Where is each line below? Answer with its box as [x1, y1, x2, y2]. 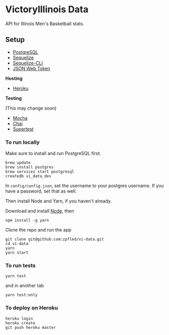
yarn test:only [5, 292, 38, 298]
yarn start [5, 250, 29, 256]
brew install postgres [5, 165, 54, 170]
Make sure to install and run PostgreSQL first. [5, 150, 101, 157]
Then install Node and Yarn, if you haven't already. [5, 198, 112, 204]
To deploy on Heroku [5, 304, 58, 311]
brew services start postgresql [5, 169, 74, 175]
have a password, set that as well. [5, 188, 77, 194]
